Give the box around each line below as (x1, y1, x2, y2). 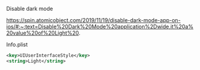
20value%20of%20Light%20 (6, 29, 80, 36)
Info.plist (6, 41, 28, 48)
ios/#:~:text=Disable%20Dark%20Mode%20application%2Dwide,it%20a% (6, 23, 194, 30)
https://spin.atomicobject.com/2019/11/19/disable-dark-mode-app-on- (6, 17, 181, 23)
